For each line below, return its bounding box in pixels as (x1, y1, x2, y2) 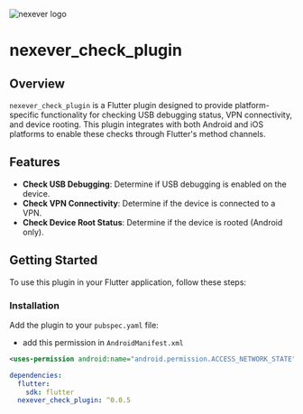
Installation (9, 299, 60, 311)
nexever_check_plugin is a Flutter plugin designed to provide (9, 100, 233, 110)
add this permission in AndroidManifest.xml (22, 336, 184, 347)
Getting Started (9, 253, 98, 268)
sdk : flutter (25, 388, 75, 397)
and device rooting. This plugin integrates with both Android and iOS (9, 119, 264, 130)
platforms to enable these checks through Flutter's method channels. (9, 129, 266, 139)
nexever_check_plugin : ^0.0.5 (17, 396, 131, 405)
